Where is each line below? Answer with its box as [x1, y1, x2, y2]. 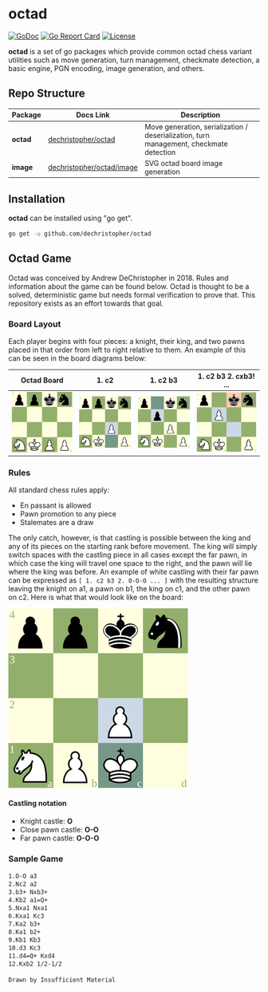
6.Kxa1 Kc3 [8, 912, 45, 920]
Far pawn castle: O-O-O [19, 833, 100, 843]
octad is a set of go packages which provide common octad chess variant [8, 46, 253, 56]
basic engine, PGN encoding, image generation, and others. [8, 63, 205, 73]
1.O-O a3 [8, 872, 37, 880]
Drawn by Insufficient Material [8, 976, 116, 984]
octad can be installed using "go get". [8, 213, 133, 223]
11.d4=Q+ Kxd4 [8, 952, 56, 960]
